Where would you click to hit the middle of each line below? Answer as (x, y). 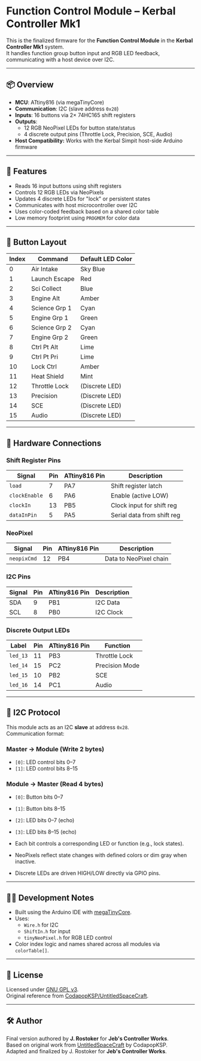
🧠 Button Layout (36, 242)
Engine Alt (46, 298)
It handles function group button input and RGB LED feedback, (83, 53)
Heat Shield (48, 376)
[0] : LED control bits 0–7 (45, 762)
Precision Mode (118, 666)
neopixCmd (23, 559)
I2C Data (108, 603)
